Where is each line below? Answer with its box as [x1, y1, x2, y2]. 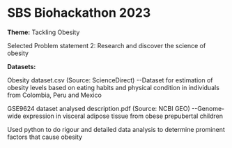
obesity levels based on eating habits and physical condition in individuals [7, 83, 219, 91]
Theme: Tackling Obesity [7, 28, 80, 36]
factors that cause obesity [7, 133, 82, 141]
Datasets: [7, 62, 36, 71]
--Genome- [191, 104, 225, 112]
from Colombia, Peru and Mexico [7, 91, 102, 99]
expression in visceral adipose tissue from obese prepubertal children [22, 112, 224, 120]
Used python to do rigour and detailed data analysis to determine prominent [7, 125, 225, 133]
